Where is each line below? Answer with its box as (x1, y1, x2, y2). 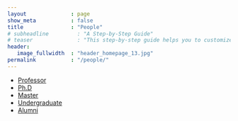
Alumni (17, 105, 39, 114)
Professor (17, 76, 47, 84)
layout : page (7, 10, 91, 18)
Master (17, 91, 39, 99)
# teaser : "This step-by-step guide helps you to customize (7, 37, 233, 44)
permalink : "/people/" (7, 57, 110, 64)
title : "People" (7, 23, 103, 30)
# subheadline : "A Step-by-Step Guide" (7, 30, 154, 38)
